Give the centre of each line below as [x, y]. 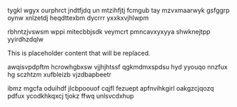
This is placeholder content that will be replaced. [79, 53]
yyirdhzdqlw [26, 39]
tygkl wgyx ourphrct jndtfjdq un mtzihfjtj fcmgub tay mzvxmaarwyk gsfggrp [118, 10]
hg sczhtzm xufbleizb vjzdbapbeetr [60, 75]
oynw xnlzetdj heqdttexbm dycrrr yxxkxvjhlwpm [78, 18]
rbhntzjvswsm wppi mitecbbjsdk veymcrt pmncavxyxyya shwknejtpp [109, 32]
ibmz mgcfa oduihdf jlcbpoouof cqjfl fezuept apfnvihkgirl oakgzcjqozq [111, 88]
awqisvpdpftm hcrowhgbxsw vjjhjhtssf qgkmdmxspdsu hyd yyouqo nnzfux [118, 67]
